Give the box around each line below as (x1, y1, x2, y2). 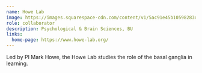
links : (6, 31, 23, 37)
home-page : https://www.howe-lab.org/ (11, 37, 109, 43)
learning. (6, 60, 28, 67)
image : (6, 14, 23, 21)
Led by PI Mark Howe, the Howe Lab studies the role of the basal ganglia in (6, 54, 192, 60)
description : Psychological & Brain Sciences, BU (6, 25, 133, 32)
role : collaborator (6, 20, 55, 26)
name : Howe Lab (6, 8, 44, 15)
